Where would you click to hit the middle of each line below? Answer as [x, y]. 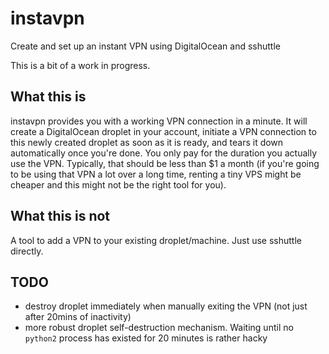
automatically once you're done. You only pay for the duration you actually [163, 153]
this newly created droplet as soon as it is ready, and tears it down [147, 142]
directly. [27, 251]
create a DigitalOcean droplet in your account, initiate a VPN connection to [163, 131]
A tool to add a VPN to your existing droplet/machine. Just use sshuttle [156, 240]
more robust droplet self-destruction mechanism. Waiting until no [159, 328]
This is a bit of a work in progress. [80, 65]
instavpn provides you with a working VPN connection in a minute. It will [159, 121]
